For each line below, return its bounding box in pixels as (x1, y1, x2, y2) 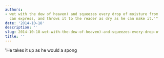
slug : (5, 29, 16, 34)
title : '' (5, 34, 25, 39)
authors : (5, 7, 23, 12)
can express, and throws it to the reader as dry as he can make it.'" (9, 16, 159, 21)
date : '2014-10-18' (5, 20, 45, 26)
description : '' (5, 25, 38, 30)
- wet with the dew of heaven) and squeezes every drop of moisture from (5, 12, 159, 16)
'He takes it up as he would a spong (5, 47, 77, 53)
